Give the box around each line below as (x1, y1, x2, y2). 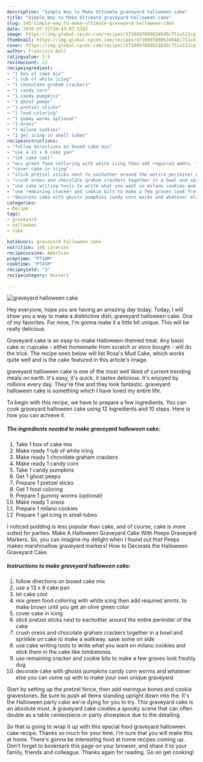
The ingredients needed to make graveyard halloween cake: (7, 425, 161, 432)
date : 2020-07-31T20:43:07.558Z (7, 25, 88, 32)
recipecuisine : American (7, 250, 69, 256)
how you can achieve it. (7, 411, 66, 418)
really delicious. (7, 325, 46, 332)
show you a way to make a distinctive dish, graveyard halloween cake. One (7, 312, 193, 319)
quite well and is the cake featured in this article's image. (7, 356, 148, 363)
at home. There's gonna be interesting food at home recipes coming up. (7, 735, 186, 743)
